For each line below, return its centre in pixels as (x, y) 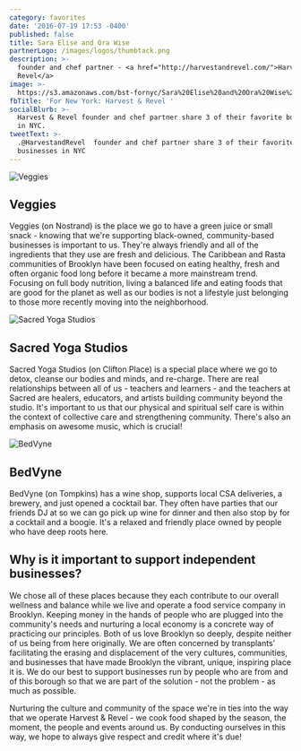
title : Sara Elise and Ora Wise (69, 43)
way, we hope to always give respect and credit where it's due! (125, 737)
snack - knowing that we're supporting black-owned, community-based (142, 236)
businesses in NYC (52, 151)
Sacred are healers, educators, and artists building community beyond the (146, 398)
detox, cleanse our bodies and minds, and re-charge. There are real (134, 379)
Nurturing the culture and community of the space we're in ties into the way (149, 708)
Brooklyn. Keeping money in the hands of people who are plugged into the (146, 614)
